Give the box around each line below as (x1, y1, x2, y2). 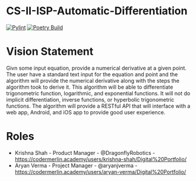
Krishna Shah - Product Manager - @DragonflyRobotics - (14, 149, 156, 156)
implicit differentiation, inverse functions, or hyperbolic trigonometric (6, 96, 175, 103)
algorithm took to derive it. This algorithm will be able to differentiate (6, 83, 173, 90)
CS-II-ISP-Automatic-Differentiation (6, 4, 188, 18)
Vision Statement (6, 45, 94, 58)
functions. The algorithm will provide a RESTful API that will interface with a (6, 102, 191, 110)
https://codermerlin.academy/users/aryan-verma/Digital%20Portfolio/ (14, 168, 186, 175)
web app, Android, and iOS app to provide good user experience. (6, 108, 166, 116)
